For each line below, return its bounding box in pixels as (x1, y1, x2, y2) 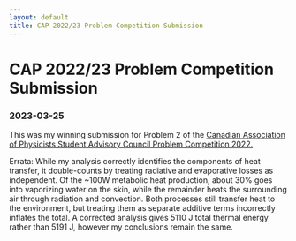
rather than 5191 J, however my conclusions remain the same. (9, 222, 234, 232)
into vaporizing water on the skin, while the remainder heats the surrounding (9, 184, 287, 194)
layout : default (9, 12, 69, 22)
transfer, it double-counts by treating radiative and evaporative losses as (9, 165, 274, 176)
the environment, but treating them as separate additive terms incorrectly (9, 202, 276, 213)
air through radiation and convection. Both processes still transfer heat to (9, 193, 276, 204)
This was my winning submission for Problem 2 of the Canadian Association (9, 129, 285, 139)
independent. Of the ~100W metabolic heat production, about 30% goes (9, 174, 273, 185)
